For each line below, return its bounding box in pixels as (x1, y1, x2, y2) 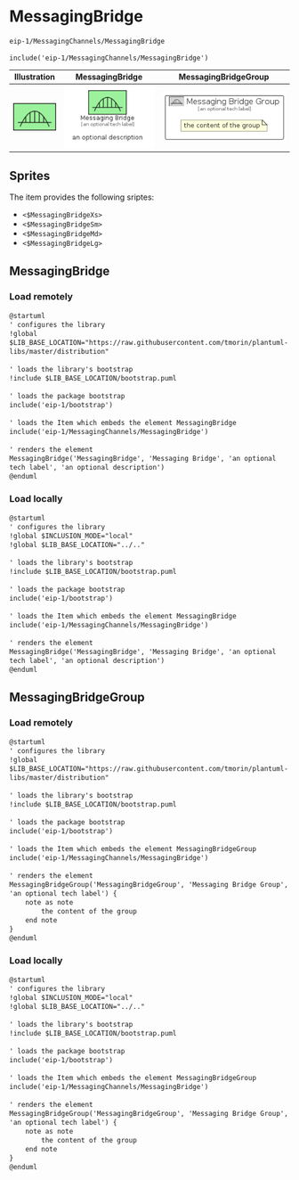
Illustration (13, 71, 55, 82)
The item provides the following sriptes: (9, 192, 155, 202)
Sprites (9, 168, 51, 184)
